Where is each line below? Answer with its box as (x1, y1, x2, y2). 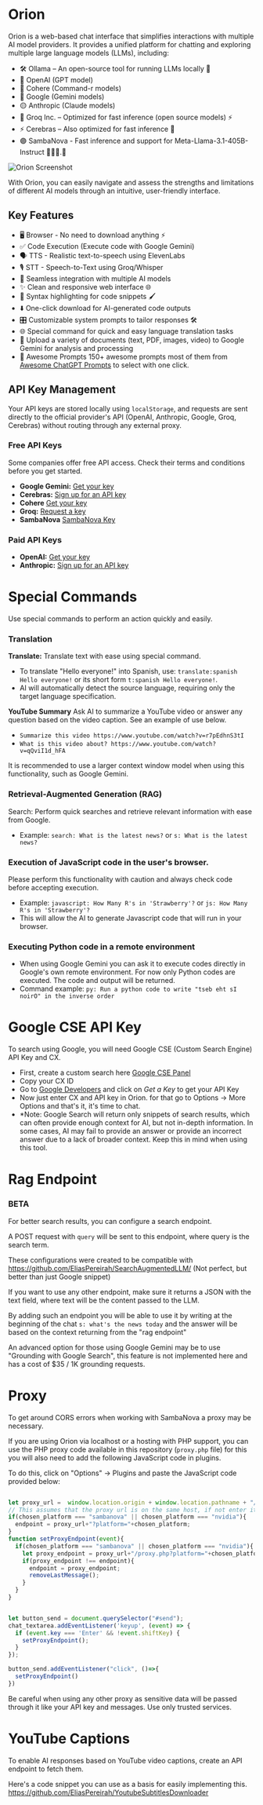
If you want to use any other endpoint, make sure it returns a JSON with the (8, 1287, 252, 1296)
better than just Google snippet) (8, 1272, 111, 1281)
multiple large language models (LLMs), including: (8, 48, 170, 57)
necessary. (8, 1421, 45, 1430)
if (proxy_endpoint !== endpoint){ (22, 1557, 135, 1565)
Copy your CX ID (19, 1076, 74, 1086)
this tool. (19, 1143, 49, 1153)
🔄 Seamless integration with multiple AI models (19, 273, 171, 283)
